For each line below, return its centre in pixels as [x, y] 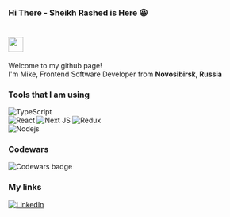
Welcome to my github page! [55, 65]
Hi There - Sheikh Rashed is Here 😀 [78, 13]
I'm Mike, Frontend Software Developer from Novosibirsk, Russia [115, 74]
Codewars [29, 149]
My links [25, 188]
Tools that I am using [49, 95]
